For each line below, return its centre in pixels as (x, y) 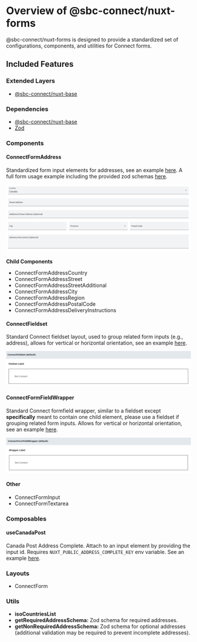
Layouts (18, 573)
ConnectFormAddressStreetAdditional (60, 285)
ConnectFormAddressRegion (50, 298)
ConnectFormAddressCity (46, 292)
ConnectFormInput (37, 497)
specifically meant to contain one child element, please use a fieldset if (93, 417)
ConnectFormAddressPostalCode (55, 304)
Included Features (40, 64)
